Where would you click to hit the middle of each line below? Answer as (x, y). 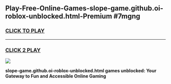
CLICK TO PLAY (25, 31)
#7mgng (127, 17)
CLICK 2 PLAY (23, 50)
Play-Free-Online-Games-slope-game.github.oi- (84, 8)
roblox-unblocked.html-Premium (59, 17)
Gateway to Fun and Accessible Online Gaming (56, 76)
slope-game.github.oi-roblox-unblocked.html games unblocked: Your (81, 70)
